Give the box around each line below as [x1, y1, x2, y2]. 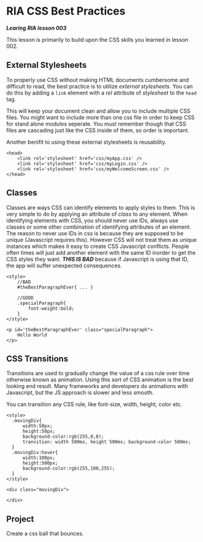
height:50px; [22, 429, 56, 435]
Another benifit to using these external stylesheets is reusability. [6, 138, 167, 146]
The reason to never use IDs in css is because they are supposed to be [6, 229, 184, 237]
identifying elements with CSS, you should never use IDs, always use [6, 216, 179, 224]
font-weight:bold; [28, 305, 75, 312]
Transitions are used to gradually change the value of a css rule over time [6, 370, 190, 377]
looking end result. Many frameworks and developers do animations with [6, 383, 188, 390]
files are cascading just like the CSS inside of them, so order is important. [6, 126, 190, 134]
